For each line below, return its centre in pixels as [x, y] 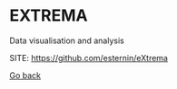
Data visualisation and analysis [67, 40]
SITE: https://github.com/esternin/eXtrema [88, 58]
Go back [25, 75]
